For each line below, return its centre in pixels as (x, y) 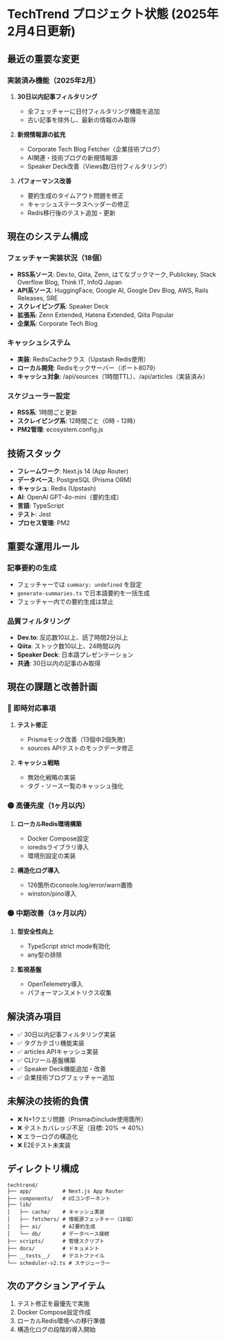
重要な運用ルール (43, 547)
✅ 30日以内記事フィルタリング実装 (66, 1035)
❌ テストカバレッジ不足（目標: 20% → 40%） (82, 1128)
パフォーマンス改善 (44, 181)
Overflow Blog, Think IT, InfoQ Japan (69, 282)
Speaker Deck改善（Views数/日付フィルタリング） (99, 166)
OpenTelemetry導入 (55, 984)
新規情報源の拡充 (41, 134)
